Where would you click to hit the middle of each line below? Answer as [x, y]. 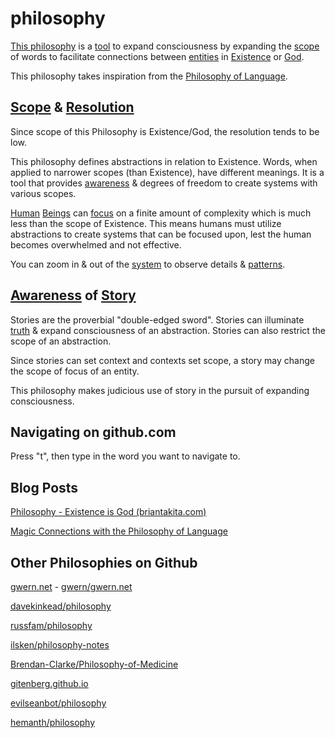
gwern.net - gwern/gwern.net [71, 586]
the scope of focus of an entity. [75, 371]
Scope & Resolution [72, 107]
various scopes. [43, 193]
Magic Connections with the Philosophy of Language [119, 531]
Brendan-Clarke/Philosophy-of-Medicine [94, 664]
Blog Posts [44, 487]
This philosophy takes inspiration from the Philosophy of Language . [149, 76]
